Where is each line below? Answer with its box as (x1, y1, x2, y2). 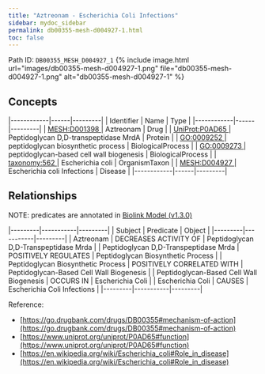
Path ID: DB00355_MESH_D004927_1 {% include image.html (8, 55, 190, 65)
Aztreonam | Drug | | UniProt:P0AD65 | (105, 124, 232, 134)
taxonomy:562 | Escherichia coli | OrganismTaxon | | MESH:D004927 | (8, 158, 237, 168)
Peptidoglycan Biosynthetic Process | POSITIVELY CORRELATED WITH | (8, 259, 244, 269)
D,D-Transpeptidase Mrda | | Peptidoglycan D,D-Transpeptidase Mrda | (8, 242, 240, 251)
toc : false (8, 33, 44, 42)
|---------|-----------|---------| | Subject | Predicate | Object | (8, 225, 210, 235)
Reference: (8, 300, 44, 309)
